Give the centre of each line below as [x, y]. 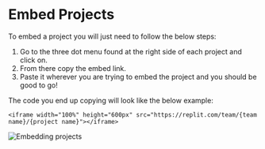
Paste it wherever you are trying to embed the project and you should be [138, 76]
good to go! [38, 85]
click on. [33, 60]
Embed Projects [61, 15]
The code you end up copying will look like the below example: [111, 100]
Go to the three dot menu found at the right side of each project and [131, 51]
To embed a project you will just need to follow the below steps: [112, 36]
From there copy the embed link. [73, 68]
